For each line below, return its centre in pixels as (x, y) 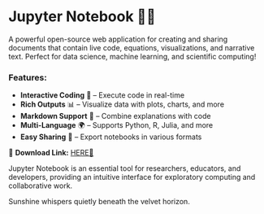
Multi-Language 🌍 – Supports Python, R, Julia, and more (117, 125)
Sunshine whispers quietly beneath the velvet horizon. (100, 202)
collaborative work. (41, 186)
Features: (28, 77)
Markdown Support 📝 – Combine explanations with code (115, 116)
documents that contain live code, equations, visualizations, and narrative (132, 47)
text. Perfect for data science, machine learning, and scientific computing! (132, 56)
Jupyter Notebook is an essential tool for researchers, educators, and (125, 168)
